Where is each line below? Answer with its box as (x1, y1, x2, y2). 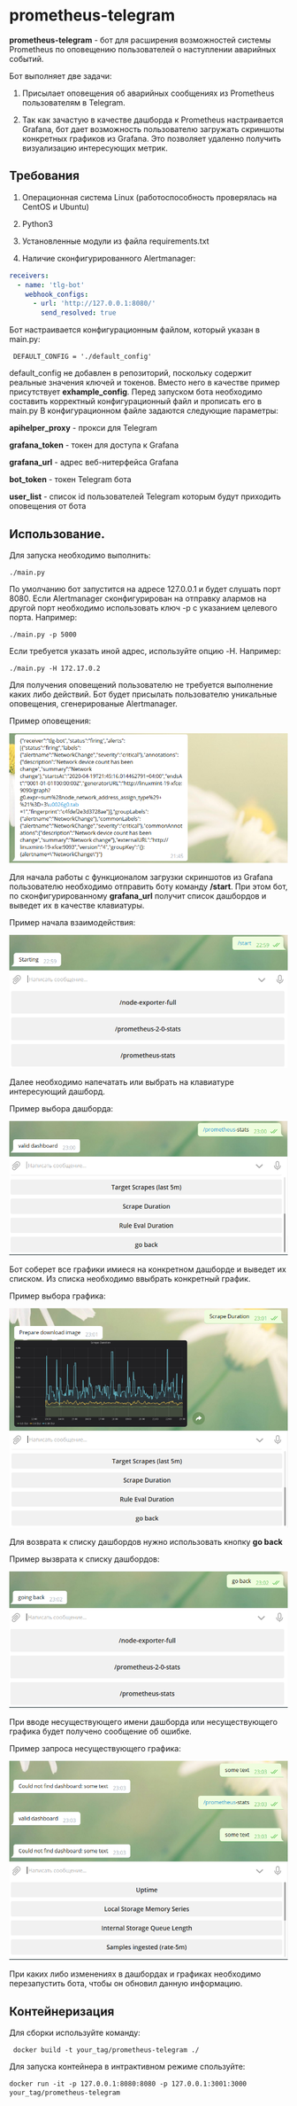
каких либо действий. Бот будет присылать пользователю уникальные (9, 689, 278, 699)
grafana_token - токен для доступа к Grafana (9, 440, 179, 450)
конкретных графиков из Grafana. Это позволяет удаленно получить (21, 133, 281, 144)
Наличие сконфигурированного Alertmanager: (21, 253, 196, 263)
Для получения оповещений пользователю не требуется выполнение (9, 679, 274, 690)
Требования (9, 168, 80, 183)
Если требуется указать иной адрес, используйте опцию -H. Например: (9, 645, 281, 656)
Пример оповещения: (9, 715, 91, 726)
